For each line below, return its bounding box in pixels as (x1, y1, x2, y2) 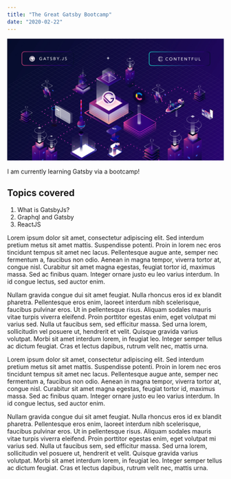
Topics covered (7, 187, 75, 199)
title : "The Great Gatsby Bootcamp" (7, 11, 112, 18)
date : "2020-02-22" (7, 18, 63, 25)
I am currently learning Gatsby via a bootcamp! (7, 167, 140, 175)
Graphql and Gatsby (16, 213, 74, 221)
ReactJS (16, 220, 41, 228)
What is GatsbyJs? (16, 205, 70, 213)
